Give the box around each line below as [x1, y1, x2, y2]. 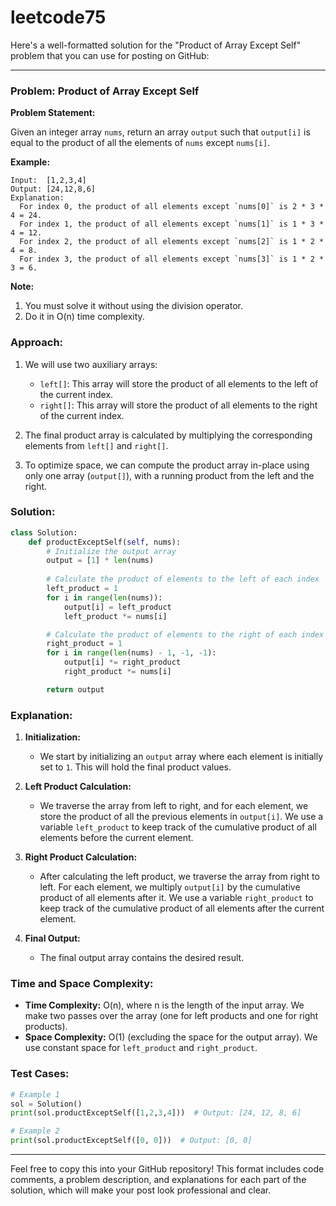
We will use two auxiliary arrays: [24, 358, 158, 370]
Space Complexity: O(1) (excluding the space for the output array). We [24, 1031, 318, 1043]
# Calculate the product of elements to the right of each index [46, 629, 325, 640]
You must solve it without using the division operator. [24, 300, 243, 312]
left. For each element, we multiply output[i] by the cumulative [39, 881, 301, 893]
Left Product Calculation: [24, 781, 132, 793]
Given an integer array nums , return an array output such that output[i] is [10, 126, 311, 138]
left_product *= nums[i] [63, 611, 168, 621]
